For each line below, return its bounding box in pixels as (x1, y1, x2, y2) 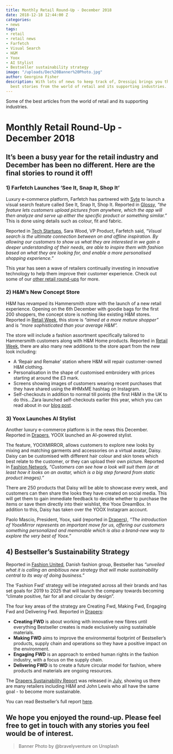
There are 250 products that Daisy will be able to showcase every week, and (6, 485, 168, 491)
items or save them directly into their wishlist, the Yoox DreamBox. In (6, 501, 151, 507)
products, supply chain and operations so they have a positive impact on (13, 640, 167, 646)
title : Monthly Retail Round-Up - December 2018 (6, 7, 112, 13)
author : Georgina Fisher (6, 74, 59, 80)
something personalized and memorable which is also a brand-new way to (6, 527, 165, 534)
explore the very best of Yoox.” (6, 533, 71, 539)
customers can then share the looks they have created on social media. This (6, 490, 167, 496)
